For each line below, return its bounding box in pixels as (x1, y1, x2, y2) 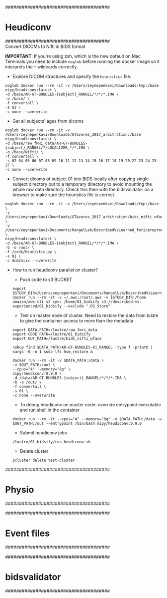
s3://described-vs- (101, 299, 142, 304)
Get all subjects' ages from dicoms (12, 118, 84, 124)
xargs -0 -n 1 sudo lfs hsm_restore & (12, 349, 93, 354)
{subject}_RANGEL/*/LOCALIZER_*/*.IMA (5, 145, 85, 150)
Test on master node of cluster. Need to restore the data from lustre (19, 312, 159, 318)
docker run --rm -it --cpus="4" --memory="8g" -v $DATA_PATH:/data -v (12, 416, 162, 421)
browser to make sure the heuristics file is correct (12, 192, 114, 198)
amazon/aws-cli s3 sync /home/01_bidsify (12, 299, 99, 304)
